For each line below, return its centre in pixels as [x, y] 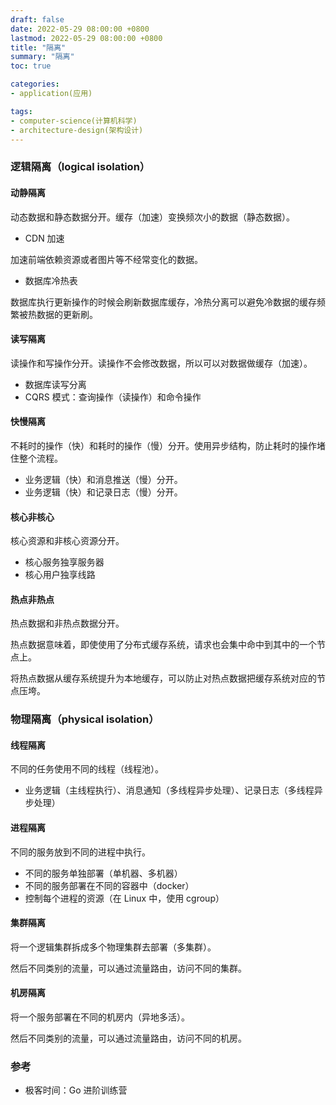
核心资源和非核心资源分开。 [67, 541]
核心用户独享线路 [60, 575]
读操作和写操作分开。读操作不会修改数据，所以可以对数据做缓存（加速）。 [161, 363]
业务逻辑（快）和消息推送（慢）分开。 [103, 479]
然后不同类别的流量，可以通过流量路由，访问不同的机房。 [128, 1038]
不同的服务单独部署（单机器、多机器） [103, 873]
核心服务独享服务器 [64, 562]
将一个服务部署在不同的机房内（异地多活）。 [100, 1017]
